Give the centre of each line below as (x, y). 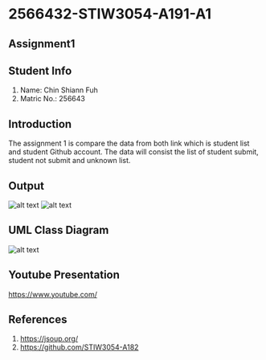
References (38, 319)
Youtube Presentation (64, 275)
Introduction (40, 124)
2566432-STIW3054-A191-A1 (110, 14)
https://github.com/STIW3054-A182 (79, 347)
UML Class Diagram (59, 230)
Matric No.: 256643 (53, 99)
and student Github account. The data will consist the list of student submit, (133, 152)
